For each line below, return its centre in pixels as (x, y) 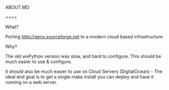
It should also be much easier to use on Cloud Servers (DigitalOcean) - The (84, 71)
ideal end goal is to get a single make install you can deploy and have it (79, 77)
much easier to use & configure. (39, 62)
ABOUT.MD (17, 7)
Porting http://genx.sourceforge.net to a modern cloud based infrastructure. (84, 37)
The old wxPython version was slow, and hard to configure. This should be (83, 56)
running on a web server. (31, 82)
